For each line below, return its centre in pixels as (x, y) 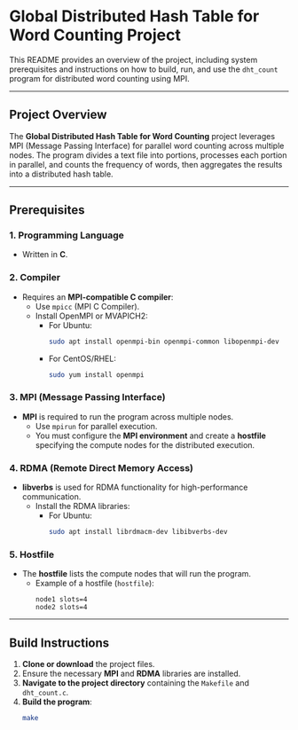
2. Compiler (35, 278)
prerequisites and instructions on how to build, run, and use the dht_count (144, 69)
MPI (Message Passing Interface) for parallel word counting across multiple (147, 145)
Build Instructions (59, 643)
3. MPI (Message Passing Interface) (87, 397)
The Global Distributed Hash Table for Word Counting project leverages (142, 136)
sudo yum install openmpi (96, 374)
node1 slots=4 (61, 600)
